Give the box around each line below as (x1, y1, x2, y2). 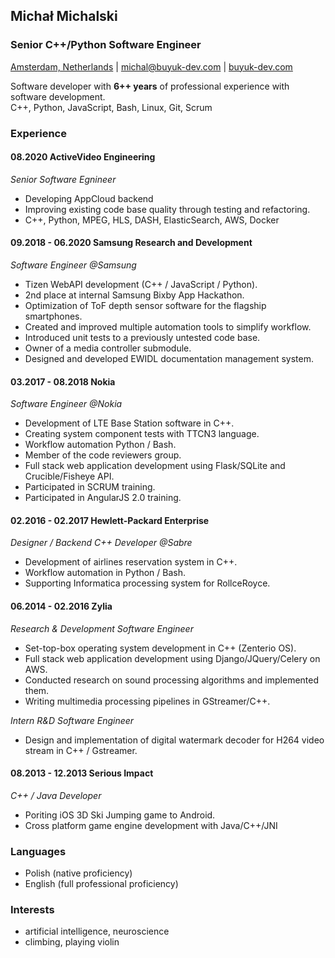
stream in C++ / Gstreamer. (24, 744, 138, 756)
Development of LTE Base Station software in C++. (24, 417, 235, 429)
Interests (10, 903, 55, 917)
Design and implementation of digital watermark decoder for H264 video (24, 734, 325, 746)
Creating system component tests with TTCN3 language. (24, 428, 260, 440)
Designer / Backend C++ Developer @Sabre (10, 537, 193, 549)
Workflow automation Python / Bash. (24, 439, 177, 451)
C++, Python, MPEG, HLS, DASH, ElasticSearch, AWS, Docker (24, 214, 280, 226)
